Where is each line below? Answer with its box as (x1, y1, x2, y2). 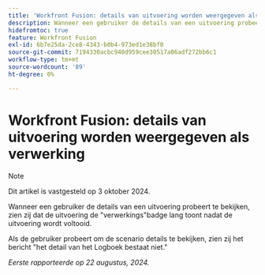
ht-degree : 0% (8, 70, 55, 78)
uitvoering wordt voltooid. (8, 218, 92, 228)
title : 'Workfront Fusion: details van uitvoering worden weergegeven (8, 11, 245, 20)
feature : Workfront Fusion (8, 33, 97, 42)
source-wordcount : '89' (8, 63, 87, 71)
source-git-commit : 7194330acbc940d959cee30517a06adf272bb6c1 (8, 48, 217, 56)
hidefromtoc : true (8, 26, 69, 34)
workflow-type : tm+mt (8, 56, 80, 64)
